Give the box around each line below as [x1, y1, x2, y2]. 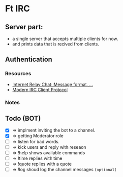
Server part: [5, 23, 43, 31]
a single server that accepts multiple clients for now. [12, 36, 118, 42]
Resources [5, 70, 31, 77]
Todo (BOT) [5, 114, 41, 123]
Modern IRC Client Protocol [12, 87, 68, 92]
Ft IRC [5, 3, 31, 14]
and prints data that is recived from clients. [12, 41, 99, 47]
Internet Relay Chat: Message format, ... [12, 81, 93, 87]
